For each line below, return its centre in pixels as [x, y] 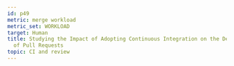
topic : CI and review [39, 52]
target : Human [28, 33]
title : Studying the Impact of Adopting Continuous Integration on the [113, 39]
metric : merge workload [42, 20]
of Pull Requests [39, 45]
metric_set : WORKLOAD [39, 26]
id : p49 [18, 13]
